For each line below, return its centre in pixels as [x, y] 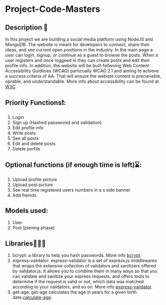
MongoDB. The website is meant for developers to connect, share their [78, 45]
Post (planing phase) [33, 228]
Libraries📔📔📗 [26, 243]
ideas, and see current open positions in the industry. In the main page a [79, 50]
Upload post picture [32, 185]
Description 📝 [27, 27]
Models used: [27, 211]
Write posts [24, 133]
